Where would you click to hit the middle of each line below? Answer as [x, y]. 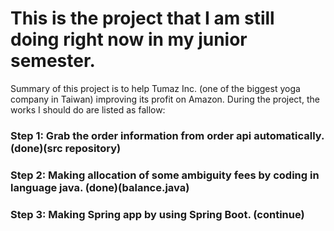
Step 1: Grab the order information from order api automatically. [167, 135]
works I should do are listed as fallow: [88, 109]
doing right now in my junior [129, 39]
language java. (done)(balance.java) [100, 187]
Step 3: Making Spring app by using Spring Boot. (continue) [157, 214]
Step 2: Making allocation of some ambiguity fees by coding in [165, 175]
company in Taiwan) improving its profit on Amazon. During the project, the [165, 99]
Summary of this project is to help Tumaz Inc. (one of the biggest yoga [155, 88]
